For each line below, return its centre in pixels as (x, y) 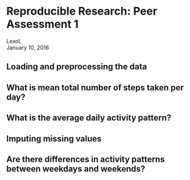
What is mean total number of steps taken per (95, 88)
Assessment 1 (42, 24)
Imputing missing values (54, 139)
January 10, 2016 (28, 48)
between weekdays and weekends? (76, 169)
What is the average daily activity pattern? (89, 118)
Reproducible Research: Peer (82, 11)
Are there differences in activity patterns (86, 159)
